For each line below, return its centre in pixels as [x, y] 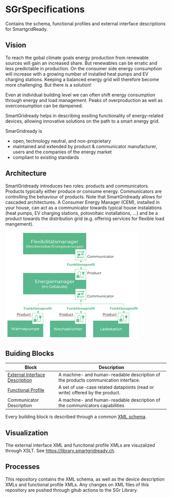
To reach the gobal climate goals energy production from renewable [77, 57]
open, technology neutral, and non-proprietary [62, 141]
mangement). [19, 224]
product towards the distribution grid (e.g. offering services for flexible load [85, 218]
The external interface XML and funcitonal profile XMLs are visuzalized [80, 445]
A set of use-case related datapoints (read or [106, 387]
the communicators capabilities [91, 405]
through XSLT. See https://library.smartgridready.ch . [60, 450]
